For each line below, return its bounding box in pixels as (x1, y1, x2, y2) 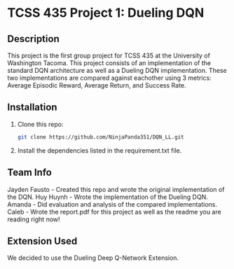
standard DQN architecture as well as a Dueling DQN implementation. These (7, 67, 227, 74)
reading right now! (7, 215, 61, 223)
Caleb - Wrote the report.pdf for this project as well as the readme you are (7, 207, 222, 216)
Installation (7, 102, 57, 113)
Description (7, 33, 60, 45)
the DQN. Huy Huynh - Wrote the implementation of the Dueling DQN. (7, 193, 208, 201)
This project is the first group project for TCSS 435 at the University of (7, 51, 210, 60)
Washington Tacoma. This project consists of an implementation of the (7, 59, 212, 67)
